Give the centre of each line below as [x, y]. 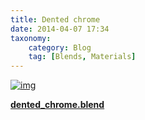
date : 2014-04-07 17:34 [60, 29]
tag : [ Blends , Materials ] [82, 57]
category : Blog [60, 47]
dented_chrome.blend [57, 105]
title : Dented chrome [55, 19]
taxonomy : [31, 38]
